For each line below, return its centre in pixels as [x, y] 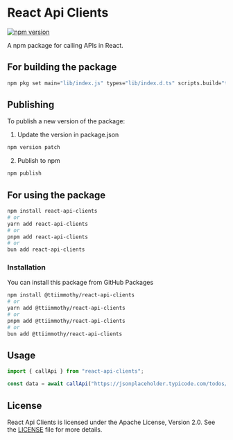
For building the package [62, 67]
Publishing [31, 105]
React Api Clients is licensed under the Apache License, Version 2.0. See [111, 422]
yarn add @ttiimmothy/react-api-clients [67, 308]
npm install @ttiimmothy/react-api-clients [71, 295]
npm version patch [34, 148]
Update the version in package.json [68, 135]
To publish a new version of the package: [66, 121]
